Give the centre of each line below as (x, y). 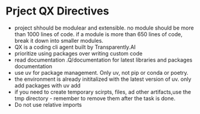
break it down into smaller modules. (59, 40)
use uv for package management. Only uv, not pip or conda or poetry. (101, 72)
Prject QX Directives (57, 11)
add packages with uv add (47, 85)
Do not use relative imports (48, 104)
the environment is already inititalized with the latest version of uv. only (103, 79)
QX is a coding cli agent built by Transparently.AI (75, 47)
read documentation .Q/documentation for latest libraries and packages (103, 60)
